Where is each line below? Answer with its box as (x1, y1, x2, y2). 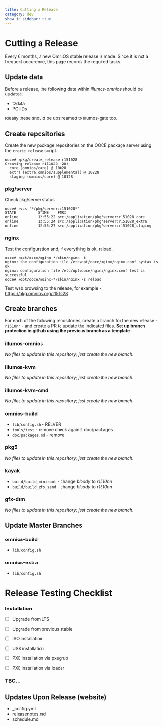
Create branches (5, 304, 57, 313)
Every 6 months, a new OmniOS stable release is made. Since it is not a (5, 53, 149, 59)
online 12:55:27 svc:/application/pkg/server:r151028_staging (5, 223, 152, 228)
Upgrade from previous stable (12, 626, 73, 632)
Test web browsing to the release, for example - (5, 285, 102, 291)
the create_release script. (5, 147, 58, 153)
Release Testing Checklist (5, 587, 113, 599)
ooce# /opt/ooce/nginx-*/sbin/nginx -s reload (5, 277, 102, 281)
